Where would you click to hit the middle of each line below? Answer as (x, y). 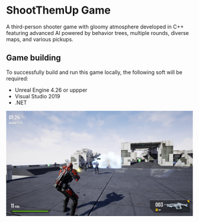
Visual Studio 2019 (37, 96)
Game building (33, 58)
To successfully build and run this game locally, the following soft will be (94, 72)
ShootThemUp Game (59, 10)
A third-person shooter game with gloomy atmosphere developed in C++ (95, 27)
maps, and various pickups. (40, 39)
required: (17, 78)
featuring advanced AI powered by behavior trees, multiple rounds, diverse (98, 33)
